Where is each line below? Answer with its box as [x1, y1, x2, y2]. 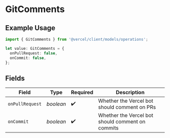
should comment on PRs [98, 104, 156, 111]
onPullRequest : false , [10, 50, 58, 56]
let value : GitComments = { [5, 46, 65, 51]
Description [115, 89, 145, 96]
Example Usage [5, 24, 56, 32]
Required [70, 89, 94, 96]
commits [98, 124, 119, 131]
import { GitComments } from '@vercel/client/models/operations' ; [5, 37, 148, 42]
